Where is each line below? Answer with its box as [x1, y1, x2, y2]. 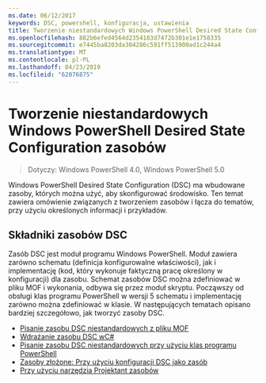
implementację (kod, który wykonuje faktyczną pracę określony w [8, 266, 223, 276]
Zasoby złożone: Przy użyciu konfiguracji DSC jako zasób [19, 358, 208, 367]
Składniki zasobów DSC [8, 228, 128, 242]
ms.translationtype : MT [8, 48, 87, 56]
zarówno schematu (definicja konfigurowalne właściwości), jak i [8, 258, 216, 267]
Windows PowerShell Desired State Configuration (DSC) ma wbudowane [8, 180, 245, 190]
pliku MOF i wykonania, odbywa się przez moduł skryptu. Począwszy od [8, 283, 244, 293]
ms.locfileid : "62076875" [8, 71, 93, 79]
